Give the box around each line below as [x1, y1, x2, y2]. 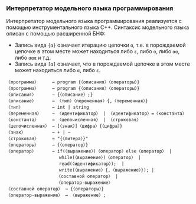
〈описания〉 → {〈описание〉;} [6, 92, 93, 98]
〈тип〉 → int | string [6, 105, 90, 111]
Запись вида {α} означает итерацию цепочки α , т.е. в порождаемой [14, 41, 186, 48]
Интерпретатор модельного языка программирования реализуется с [6, 18, 182, 25]
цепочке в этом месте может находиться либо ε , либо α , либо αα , [14, 48, 180, 55]
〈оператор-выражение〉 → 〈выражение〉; [6, 192, 106, 199]
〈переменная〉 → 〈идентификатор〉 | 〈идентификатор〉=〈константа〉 [6, 111, 187, 116]
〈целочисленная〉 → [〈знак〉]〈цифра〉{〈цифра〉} [6, 123, 123, 129]
